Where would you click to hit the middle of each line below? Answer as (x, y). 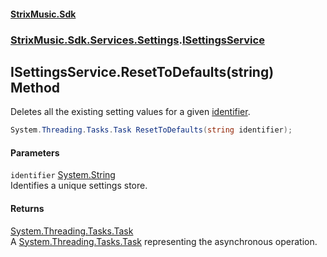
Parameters (35, 152)
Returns (27, 208)
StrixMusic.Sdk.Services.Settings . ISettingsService (137, 40)
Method (35, 87)
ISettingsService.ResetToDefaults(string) (142, 71)
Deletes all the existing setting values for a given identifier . (130, 112)
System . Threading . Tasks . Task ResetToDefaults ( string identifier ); (151, 130)
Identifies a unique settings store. (79, 186)
